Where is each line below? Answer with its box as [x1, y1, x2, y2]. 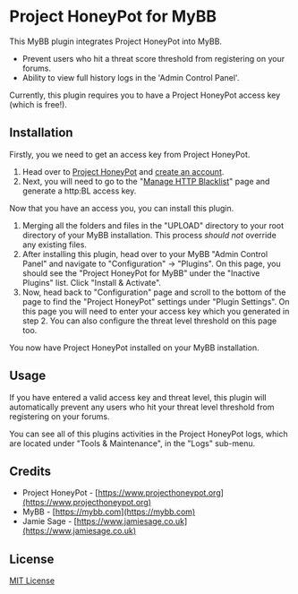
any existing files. [21, 239, 88, 250]
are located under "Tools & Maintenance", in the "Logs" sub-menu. [9, 437, 256, 449]
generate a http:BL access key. [21, 185, 137, 196]
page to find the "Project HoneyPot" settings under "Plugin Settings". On [21, 296, 290, 306]
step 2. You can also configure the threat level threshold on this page [21, 315, 277, 326]
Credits [9, 463, 52, 478]
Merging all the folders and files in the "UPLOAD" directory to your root [21, 220, 285, 230]
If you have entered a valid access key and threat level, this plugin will [9, 392, 267, 402]
